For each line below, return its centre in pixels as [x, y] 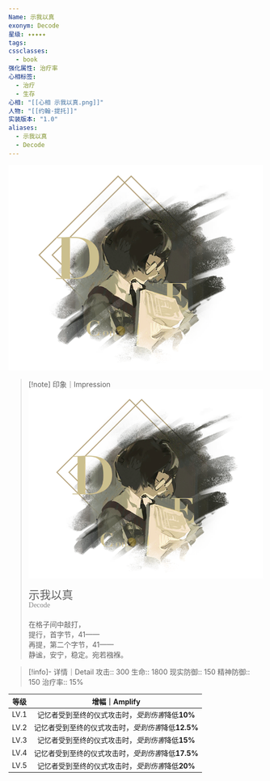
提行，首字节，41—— [64, 635]
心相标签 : [22, 77]
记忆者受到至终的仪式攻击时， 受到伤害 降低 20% [116, 766]
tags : [17, 43]
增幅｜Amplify [116, 701]
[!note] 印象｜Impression [69, 384]
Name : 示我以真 [32, 17]
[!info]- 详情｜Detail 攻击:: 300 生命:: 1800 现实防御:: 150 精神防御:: [139, 672]
